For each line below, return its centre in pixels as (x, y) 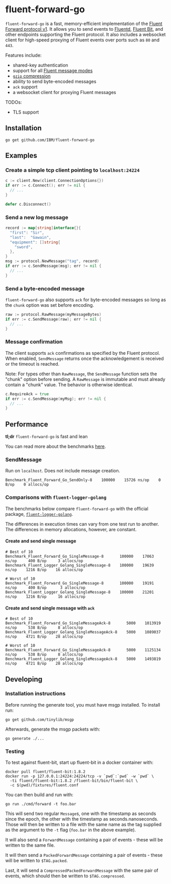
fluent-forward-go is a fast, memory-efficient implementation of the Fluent (84, 24)
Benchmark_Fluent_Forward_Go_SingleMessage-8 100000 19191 (80, 583)
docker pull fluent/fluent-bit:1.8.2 (45, 772)
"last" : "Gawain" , (31, 237)
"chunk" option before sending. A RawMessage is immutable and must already (86, 379)
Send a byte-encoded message (45, 288)
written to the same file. (30, 845)
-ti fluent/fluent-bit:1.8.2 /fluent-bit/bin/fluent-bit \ (74, 781)
